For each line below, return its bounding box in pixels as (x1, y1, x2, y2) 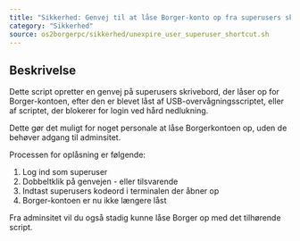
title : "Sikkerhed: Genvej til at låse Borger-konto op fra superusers (9, 12, 281, 22)
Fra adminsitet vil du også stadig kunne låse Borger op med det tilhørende (9, 212, 281, 223)
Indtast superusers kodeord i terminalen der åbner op (21, 186, 220, 196)
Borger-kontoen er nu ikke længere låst (21, 195, 167, 206)
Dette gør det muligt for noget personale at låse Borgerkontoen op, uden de (9, 122, 287, 134)
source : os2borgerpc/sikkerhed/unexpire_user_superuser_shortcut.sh (9, 29, 270, 38)
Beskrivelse (9, 62, 77, 78)
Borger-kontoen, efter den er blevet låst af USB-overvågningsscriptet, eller (9, 96, 284, 107)
